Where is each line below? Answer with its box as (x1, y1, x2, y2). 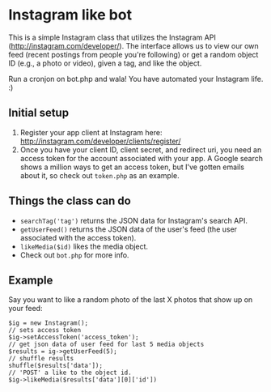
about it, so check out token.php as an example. (19, 170, 180, 180)
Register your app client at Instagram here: (19, 127, 163, 137)
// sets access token (8, 326, 82, 334)
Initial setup (8, 106, 70, 120)
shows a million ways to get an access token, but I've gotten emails (19, 162, 245, 172)
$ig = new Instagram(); (8, 319, 89, 327)
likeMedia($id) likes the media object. (19, 241, 148, 251)
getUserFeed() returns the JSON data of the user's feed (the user (19, 224, 237, 234)
